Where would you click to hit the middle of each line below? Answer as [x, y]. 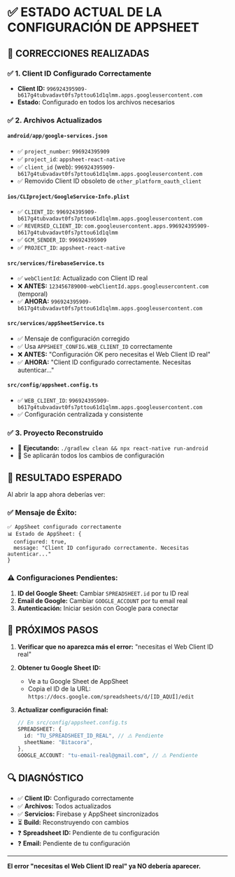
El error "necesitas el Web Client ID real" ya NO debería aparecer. [104, 866]
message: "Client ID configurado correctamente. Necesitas [101, 548]
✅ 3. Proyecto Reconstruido [55, 433]
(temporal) [33, 294]
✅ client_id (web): [45, 167]
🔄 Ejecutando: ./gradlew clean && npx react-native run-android [113, 448]
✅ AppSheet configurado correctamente [64, 527]
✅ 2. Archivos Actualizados [55, 120]
